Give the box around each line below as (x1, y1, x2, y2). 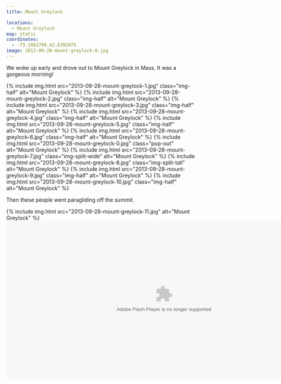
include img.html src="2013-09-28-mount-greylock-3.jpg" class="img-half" (6, 101, 194, 108)
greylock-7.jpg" (6, 152, 44, 159)
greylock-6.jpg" (6, 133, 45, 140)
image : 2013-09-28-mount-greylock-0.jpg (6, 48, 109, 54)
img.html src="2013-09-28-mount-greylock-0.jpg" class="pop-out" (6, 140, 174, 147)
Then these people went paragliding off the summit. (6, 196, 134, 203)
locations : (6, 19, 34, 26)
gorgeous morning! (6, 70, 54, 78)
